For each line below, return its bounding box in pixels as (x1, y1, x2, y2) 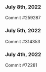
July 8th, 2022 (5, 3, 41, 10)
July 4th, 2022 (5, 51, 42, 58)
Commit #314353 (5, 38, 41, 44)
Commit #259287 (5, 15, 41, 21)
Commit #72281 (5, 62, 38, 68)
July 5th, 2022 (5, 27, 41, 34)
